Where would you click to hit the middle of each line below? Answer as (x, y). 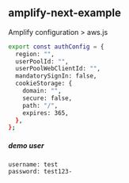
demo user (27, 145)
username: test (33, 165)
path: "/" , (40, 105)
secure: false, (47, 98)
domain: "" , (42, 91)
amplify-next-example (64, 13)
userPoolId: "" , (42, 61)
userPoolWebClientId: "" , (58, 69)
